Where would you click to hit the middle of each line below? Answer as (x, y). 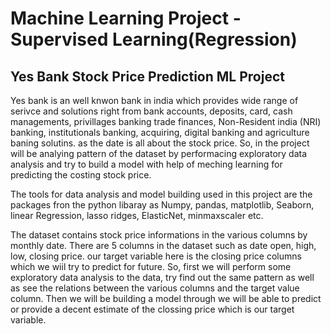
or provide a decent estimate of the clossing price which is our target (152, 309)
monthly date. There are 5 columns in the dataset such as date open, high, (163, 245)
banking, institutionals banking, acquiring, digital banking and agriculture (160, 132)
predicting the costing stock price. (81, 175)
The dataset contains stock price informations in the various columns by (159, 235)
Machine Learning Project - (126, 18)
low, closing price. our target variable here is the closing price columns (156, 256)
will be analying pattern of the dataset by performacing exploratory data (159, 153)
